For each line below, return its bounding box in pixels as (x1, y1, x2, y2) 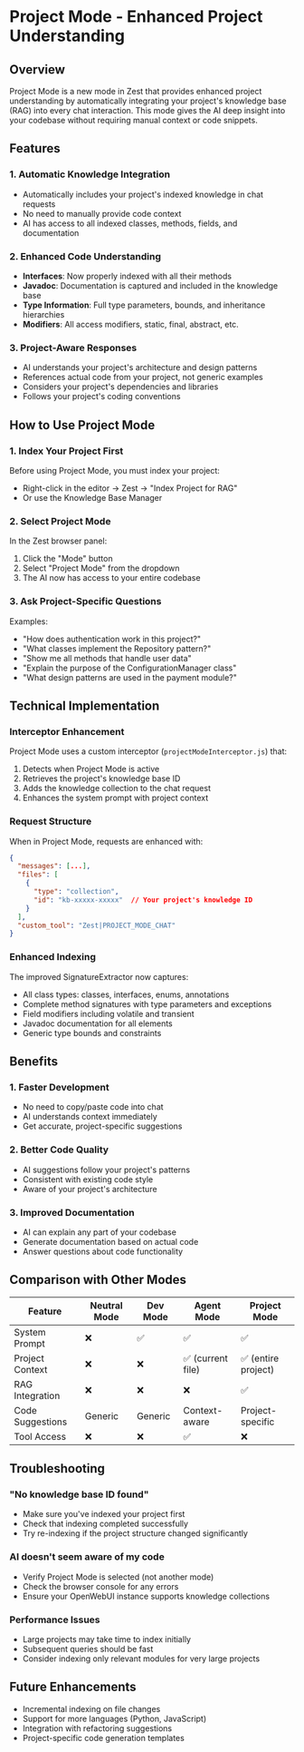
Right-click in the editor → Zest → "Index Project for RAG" (22, 483, 238, 494)
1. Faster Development (9, 1081, 110, 1093)
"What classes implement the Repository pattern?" (22, 642, 212, 654)
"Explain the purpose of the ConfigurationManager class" (22, 662, 237, 673)
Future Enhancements (9, 1679, 138, 1695)
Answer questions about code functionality (22, 1246, 184, 1257)
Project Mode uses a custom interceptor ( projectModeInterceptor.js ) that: (9, 746, 288, 757)
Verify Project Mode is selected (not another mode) (22, 1571, 214, 1582)
